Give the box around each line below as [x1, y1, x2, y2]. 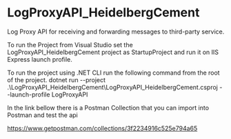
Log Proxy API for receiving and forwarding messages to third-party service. [7, 27, 225, 36]
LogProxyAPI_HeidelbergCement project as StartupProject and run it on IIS [7, 48, 219, 56]
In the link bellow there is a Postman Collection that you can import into [7, 103, 209, 112]
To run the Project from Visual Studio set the [7, 40, 133, 49]
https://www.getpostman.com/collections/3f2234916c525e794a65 [7, 124, 198, 132]
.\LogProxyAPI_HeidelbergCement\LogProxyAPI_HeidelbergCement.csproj [7, 83, 219, 91]
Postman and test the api [7, 111, 78, 119]
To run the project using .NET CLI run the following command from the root [7, 68, 220, 77]
